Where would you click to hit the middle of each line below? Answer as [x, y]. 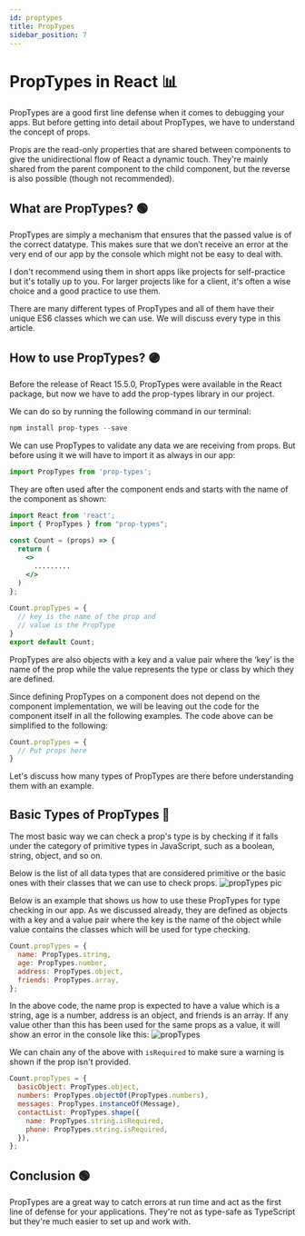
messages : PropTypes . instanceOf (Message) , [99, 1104]
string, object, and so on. [56, 856]
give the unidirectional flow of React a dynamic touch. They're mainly [139, 159]
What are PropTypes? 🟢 [79, 209]
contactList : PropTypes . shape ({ [79, 1112]
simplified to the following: [59, 725]
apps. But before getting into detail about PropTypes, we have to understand [152, 123]
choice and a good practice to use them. [85, 291]
